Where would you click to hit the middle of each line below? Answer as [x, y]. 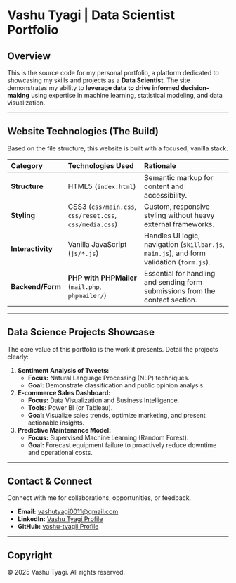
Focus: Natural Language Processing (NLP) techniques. [109, 378]
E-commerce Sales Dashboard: [64, 392]
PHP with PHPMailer [102, 278]
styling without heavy [179, 215]
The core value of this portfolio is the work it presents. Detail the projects [113, 349]
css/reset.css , [92, 215]
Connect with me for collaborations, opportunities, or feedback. [99, 498]
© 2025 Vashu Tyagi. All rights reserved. [66, 572]
